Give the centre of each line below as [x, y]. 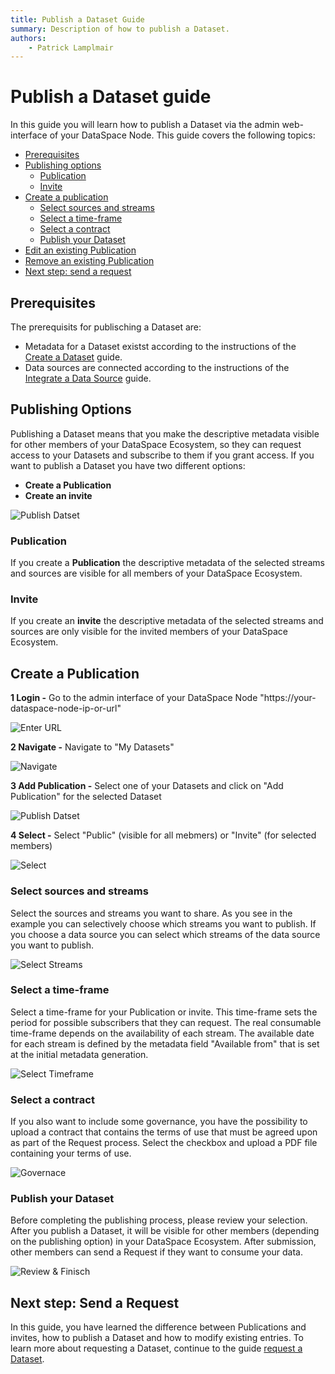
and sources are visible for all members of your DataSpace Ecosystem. [156, 573]
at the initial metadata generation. [79, 1054]
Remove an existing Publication [89, 261]
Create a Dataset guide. [73, 357]
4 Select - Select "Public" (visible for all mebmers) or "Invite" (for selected [163, 835]
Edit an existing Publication [80, 250]
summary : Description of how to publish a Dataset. [120, 29]
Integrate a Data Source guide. [88, 378]
